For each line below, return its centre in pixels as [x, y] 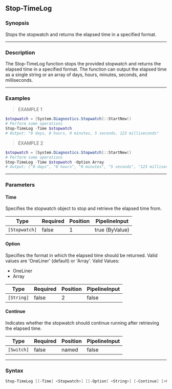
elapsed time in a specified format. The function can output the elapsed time [86, 69]
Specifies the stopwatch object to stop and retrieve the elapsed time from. [84, 208]
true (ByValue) [112, 230]
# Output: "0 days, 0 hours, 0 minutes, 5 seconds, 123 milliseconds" [82, 133]
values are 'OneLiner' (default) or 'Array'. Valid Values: [62, 261]
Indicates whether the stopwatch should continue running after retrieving [82, 323]
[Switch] [18, 350]
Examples [18, 98]
